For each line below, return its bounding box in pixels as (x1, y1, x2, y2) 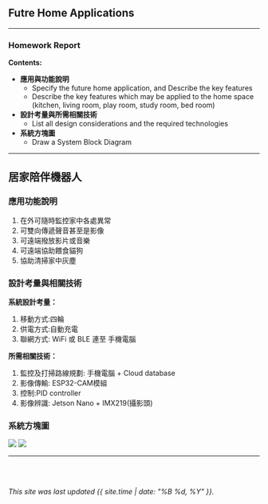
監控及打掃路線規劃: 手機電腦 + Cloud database (19, 368, 175, 378)
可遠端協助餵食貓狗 (19, 246, 84, 255)
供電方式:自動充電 (19, 324, 78, 334)
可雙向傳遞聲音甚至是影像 (19, 226, 104, 235)
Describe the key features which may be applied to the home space (31, 92, 254, 102)
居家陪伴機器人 (8, 170, 82, 183)
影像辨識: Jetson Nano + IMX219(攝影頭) (19, 398, 153, 408)
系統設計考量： (8, 298, 57, 307)
